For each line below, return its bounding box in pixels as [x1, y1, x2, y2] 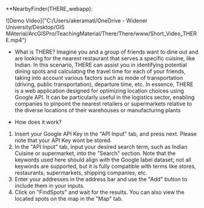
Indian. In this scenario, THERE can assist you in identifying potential [14, 61, 188, 68]
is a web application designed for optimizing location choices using [14, 87, 184, 94]
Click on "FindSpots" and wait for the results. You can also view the [14, 188, 184, 196]
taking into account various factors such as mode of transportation [14, 74, 183, 81]
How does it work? [14, 118, 62, 126]
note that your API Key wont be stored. [14, 137, 112, 144]
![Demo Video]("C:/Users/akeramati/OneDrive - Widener [5, 17, 148, 24]
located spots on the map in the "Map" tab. [14, 195, 123, 202]
